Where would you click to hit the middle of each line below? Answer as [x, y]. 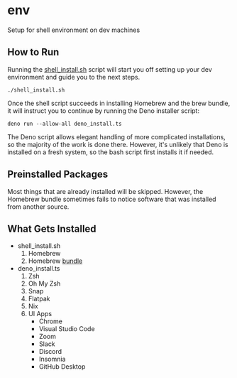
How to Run [33, 52]
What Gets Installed [52, 228]
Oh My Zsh [44, 283]
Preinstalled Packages [58, 174]
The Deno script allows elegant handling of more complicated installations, [116, 136]
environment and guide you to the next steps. [74, 77]
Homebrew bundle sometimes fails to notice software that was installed [112, 199]
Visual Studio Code [67, 329]
